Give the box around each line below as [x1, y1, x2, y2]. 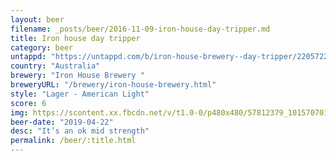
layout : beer [10, 14, 65, 25]
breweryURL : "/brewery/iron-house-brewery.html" [10, 80, 217, 90]
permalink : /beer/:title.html [10, 136, 137, 146]
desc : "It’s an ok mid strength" [10, 126, 150, 136]
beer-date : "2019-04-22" [10, 117, 114, 127]
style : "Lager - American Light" [10, 89, 150, 99]
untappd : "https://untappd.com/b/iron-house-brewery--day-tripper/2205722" [10, 52, 333, 62]
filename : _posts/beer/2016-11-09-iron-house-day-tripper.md [10, 24, 271, 34]
